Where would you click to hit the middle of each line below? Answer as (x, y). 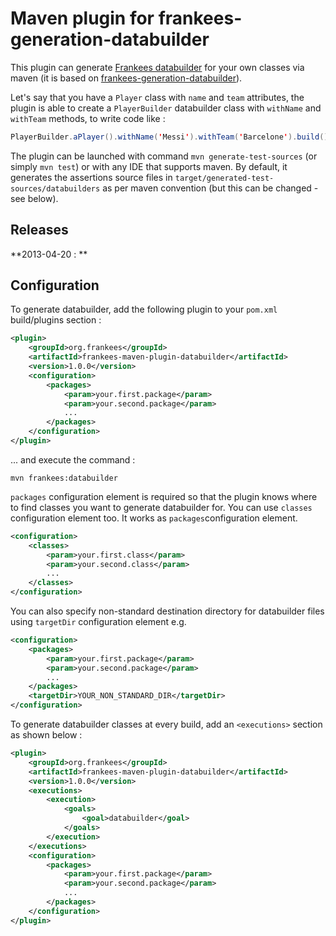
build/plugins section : (56, 320)
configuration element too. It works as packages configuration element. (154, 518)
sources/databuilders (55, 188)
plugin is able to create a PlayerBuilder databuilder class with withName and (166, 108)
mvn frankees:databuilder (64, 478)
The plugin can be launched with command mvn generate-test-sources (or (164, 156)
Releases (39, 230)
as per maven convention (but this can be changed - (210, 188)
